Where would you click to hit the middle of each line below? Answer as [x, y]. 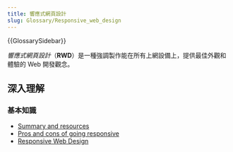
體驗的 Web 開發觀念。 [41, 64]
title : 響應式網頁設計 [37, 14]
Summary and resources [53, 126]
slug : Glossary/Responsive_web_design [64, 21]
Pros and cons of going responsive [68, 134]
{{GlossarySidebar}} [37, 40]
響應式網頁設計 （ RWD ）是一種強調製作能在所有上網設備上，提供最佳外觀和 [117, 55]
